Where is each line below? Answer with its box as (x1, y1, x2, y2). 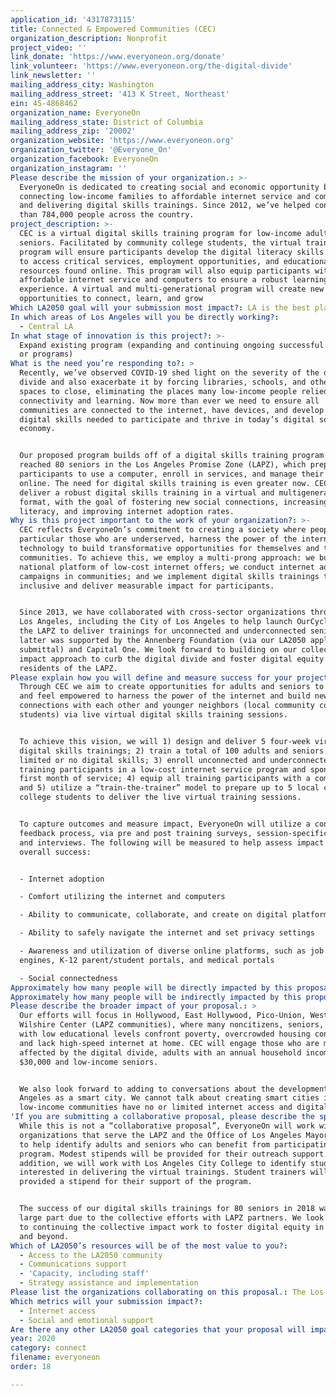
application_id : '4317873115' (10, 14, 137, 25)
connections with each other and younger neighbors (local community (19, 701, 315, 711)
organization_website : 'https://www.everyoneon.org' (10, 136, 235, 146)
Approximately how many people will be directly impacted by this (10, 982, 293, 993)
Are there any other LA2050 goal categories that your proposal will (10, 1324, 307, 1335)
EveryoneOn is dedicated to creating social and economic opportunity (19, 182, 320, 192)
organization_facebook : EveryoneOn (10, 154, 159, 164)
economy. (19, 424, 56, 434)
